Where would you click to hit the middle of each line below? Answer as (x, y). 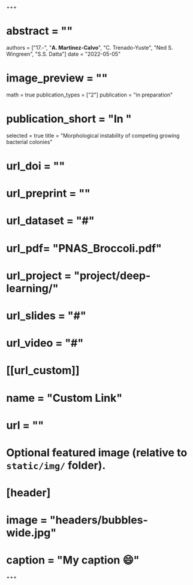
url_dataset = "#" (50, 221)
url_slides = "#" (46, 316)
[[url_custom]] (43, 370)
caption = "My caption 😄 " (73, 560)
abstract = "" (40, 31)
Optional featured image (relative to (97, 452)
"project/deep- (112, 275)
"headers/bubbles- (99, 520)
